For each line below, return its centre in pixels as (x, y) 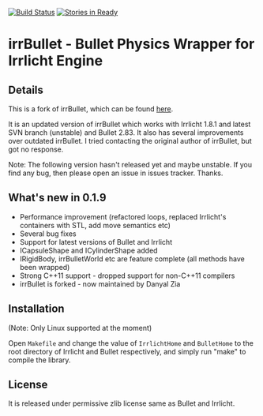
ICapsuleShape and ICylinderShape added (88, 250)
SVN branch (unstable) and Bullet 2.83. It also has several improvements (126, 133)
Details (26, 90)
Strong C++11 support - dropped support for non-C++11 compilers (127, 275)
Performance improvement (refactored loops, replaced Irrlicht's (123, 216)
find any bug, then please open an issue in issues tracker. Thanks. (116, 173)
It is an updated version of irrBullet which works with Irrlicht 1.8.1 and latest (130, 124)
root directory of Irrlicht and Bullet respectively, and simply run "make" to (127, 351)
